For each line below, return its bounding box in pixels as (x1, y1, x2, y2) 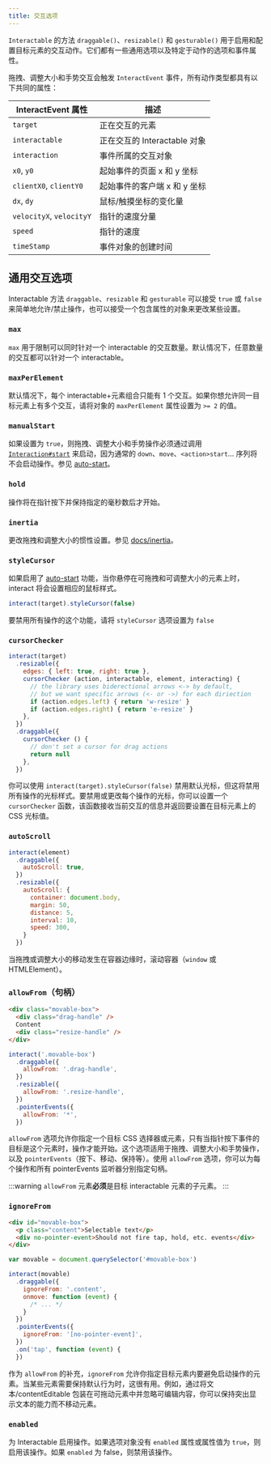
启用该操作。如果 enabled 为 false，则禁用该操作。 (8, 1447, 176, 1457)
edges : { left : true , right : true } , (23, 667, 150, 676)
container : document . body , (29, 893, 121, 901)
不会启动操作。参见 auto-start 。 (8, 459, 115, 469)
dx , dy (12, 195, 34, 206)
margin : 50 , (29, 900, 70, 909)
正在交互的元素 (99, 119, 156, 130)
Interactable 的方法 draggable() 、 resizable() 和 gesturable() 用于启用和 (8, 35, 256, 45)
